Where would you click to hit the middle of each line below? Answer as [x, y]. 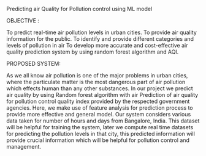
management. [24, 147]
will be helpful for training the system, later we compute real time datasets [100, 127]
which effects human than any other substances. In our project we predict [100, 88]
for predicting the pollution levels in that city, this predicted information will [101, 134]
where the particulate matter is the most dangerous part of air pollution [96, 82]
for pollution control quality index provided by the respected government [98, 101]
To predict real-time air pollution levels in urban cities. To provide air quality [102, 32]
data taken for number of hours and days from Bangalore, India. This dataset [103, 121]
